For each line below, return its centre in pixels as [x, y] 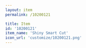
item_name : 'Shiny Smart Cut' [37, 33]
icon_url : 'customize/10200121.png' [44, 38]
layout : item [19, 10]
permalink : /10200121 [28, 15]
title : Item [18, 24]
